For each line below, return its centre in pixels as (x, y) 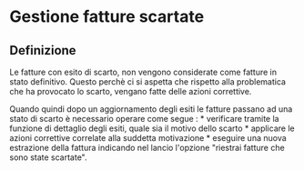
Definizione (43, 50)
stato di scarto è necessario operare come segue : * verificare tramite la (144, 119)
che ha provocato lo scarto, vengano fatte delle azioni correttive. (131, 91)
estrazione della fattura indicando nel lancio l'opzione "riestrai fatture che (147, 148)
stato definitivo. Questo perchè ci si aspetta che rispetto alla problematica (148, 82)
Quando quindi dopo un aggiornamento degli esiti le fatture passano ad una (151, 109)
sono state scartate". (49, 157)
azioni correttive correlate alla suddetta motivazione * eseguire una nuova (148, 138)
